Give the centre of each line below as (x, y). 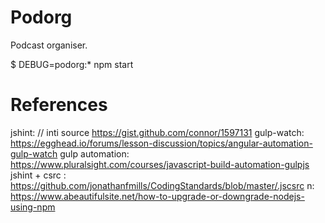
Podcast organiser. (49, 45)
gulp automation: (94, 153)
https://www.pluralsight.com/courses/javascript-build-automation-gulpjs (160, 164)
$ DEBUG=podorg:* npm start (72, 64)
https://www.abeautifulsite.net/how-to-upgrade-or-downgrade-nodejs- (157, 196)
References (59, 105)
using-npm (33, 207)
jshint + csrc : (38, 175)
